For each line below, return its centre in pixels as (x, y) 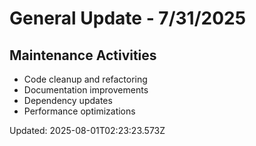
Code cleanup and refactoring (85, 79)
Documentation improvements (86, 90)
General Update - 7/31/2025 (128, 18)
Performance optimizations (79, 111)
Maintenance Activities (83, 55)
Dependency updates (68, 100)
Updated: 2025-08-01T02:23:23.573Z (87, 130)
